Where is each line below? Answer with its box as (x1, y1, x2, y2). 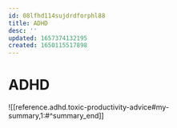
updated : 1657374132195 (8, 34, 88, 42)
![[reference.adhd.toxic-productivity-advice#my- (8, 102, 170, 112)
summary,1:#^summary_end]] (8, 111, 104, 121)
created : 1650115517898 (8, 42, 88, 50)
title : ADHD (8, 19, 48, 27)
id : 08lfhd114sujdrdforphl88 (8, 11, 106, 20)
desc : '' (8, 26, 38, 34)
